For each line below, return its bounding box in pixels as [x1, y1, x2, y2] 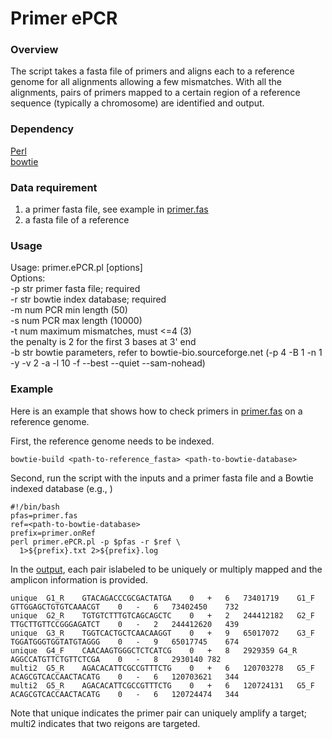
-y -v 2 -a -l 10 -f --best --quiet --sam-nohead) [10, 357, 206, 369]
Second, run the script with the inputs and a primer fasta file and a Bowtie [10, 472, 314, 484]
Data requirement [10, 180, 98, 194]
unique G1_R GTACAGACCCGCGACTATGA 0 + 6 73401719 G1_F [10, 593, 315, 603]
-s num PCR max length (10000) [10, 315, 143, 327]
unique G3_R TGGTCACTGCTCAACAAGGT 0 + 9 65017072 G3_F [10, 628, 315, 638]
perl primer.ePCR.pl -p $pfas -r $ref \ [10, 537, 182, 547]
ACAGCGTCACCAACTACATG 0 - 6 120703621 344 [10, 672, 240, 682]
